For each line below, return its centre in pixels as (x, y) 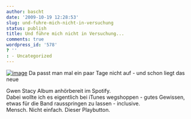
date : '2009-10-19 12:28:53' (43, 17)
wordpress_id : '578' (32, 45)
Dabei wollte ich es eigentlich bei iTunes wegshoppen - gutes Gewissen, (96, 97)
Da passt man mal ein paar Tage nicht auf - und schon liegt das (107, 73)
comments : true (25, 39)
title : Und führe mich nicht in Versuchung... (65, 34)
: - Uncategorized (29, 56)
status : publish (26, 28)
